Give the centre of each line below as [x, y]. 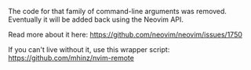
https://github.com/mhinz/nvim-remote [71, 58]
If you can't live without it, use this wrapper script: [89, 49]
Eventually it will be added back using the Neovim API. [96, 19]
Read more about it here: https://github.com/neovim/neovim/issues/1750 [125, 35]
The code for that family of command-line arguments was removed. [118, 11]
